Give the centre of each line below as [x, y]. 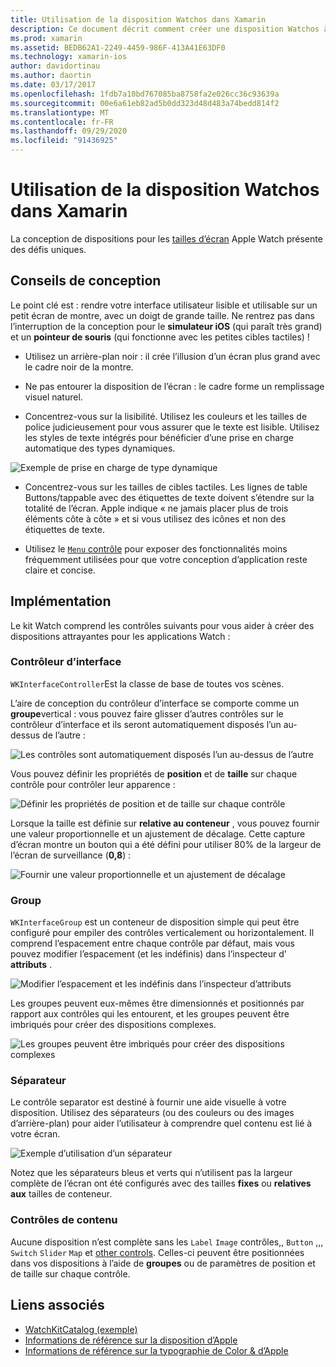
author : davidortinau [55, 66]
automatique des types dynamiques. [100, 448]
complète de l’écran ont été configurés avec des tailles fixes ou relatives [161, 1183]
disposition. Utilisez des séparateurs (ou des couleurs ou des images [152, 1113]
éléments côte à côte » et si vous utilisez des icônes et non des [155, 518]
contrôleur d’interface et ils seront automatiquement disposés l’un [146, 724]
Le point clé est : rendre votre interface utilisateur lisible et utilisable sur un [164, 305]
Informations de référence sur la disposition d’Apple [131, 1340]
